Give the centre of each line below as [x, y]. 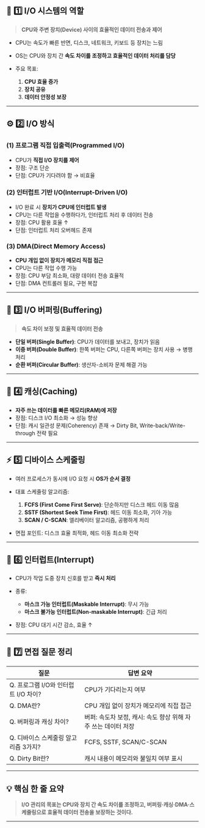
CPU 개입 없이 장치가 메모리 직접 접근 [59, 260]
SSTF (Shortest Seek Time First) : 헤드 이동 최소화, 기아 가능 [98, 512]
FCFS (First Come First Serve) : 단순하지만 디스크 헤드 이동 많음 [102, 504]
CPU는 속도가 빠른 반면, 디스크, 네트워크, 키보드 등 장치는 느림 [89, 42]
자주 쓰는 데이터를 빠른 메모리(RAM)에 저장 [66, 410]
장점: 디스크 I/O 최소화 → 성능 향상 [56, 417]
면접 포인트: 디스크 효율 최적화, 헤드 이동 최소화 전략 [77, 533]
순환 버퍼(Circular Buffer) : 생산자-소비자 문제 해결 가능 [81, 364]
